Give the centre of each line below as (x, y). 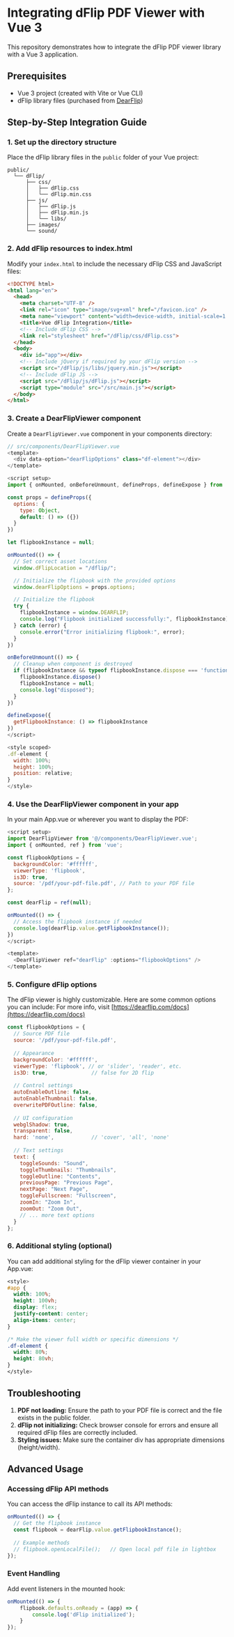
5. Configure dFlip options (52, 984)
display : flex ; (36, 1307)
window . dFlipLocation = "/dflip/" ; (65, 568)
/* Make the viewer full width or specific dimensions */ (93, 1339)
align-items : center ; (45, 1320)
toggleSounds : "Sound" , (54, 1163)
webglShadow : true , (42, 1124)
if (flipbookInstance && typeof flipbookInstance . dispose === (106, 670)
